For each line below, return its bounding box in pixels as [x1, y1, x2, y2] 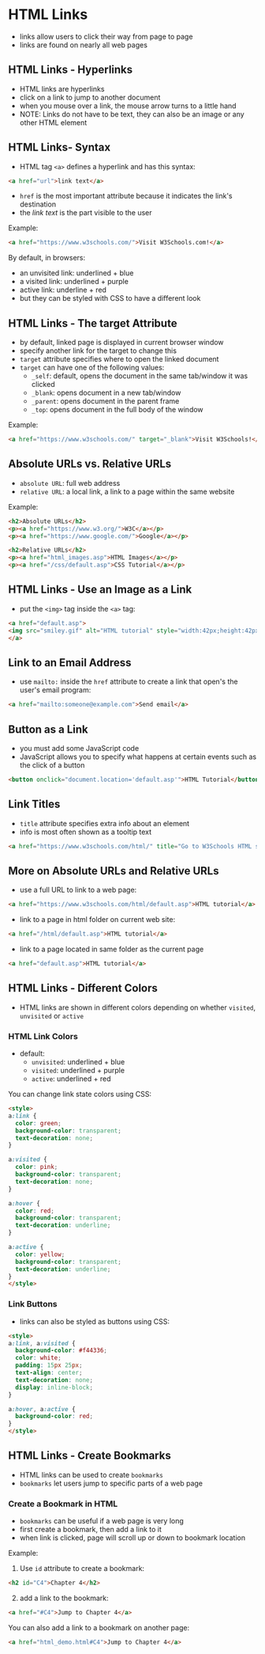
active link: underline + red [19, 285, 106, 294]
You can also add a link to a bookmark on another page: [8, 1622, 190, 1632]
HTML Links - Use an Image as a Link [8, 583, 192, 597]
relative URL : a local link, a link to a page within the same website [19, 487, 235, 496]
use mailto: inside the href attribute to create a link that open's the [19, 677, 238, 686]
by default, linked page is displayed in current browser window [19, 338, 224, 347]
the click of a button [19, 761, 85, 769]
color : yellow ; [15, 1250, 65, 1258]
